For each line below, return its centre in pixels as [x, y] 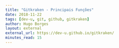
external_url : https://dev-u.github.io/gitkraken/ [60, 33]
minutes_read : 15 [24, 38]
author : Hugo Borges [27, 24]
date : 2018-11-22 [24, 14]
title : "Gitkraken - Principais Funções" [50, 10]
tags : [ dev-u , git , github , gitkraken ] [47, 19]
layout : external [24, 28]
